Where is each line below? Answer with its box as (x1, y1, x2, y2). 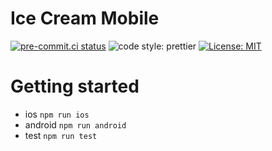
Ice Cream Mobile (10, 7, 160, 30)
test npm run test (24, 129, 98, 141)
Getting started (10, 75, 140, 98)
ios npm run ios (24, 108, 90, 120)
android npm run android (24, 118, 127, 131)
